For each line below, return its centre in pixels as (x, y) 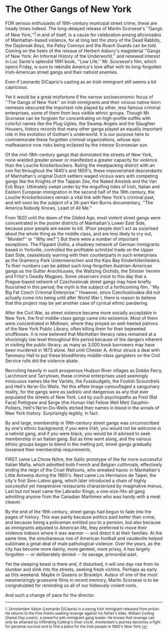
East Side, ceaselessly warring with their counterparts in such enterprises (81, 255)
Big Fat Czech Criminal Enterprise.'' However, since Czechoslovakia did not (83, 292)
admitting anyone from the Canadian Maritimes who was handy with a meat (83, 496)
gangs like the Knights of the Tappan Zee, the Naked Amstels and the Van (81, 181)
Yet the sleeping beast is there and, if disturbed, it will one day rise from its (82, 564)
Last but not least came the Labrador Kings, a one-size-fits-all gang (75, 491)
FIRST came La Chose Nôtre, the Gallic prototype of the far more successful (84, 459)
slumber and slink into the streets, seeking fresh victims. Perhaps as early (81, 569)
